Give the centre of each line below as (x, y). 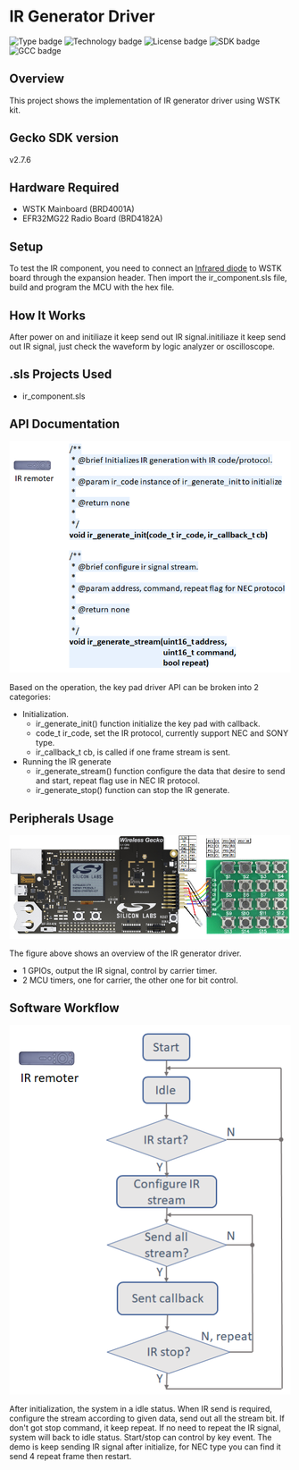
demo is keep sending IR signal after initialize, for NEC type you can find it (145, 1447)
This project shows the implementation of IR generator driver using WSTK (145, 100)
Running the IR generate (66, 762)
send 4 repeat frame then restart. (71, 1457)
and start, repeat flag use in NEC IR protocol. (118, 781)
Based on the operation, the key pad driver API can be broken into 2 (134, 688)
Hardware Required (64, 187)
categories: (30, 697)
